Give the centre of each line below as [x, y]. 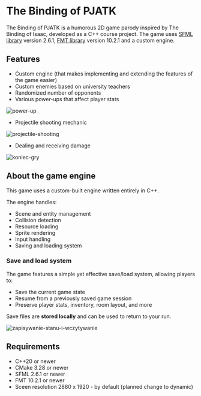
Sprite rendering [35, 232]
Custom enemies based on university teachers [72, 86]
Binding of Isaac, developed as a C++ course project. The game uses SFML [100, 34]
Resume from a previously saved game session [73, 298]
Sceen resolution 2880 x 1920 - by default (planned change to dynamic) [104, 386]
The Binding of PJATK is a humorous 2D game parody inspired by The [92, 28]
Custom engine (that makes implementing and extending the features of [104, 74]
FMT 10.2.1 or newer [40, 380]
